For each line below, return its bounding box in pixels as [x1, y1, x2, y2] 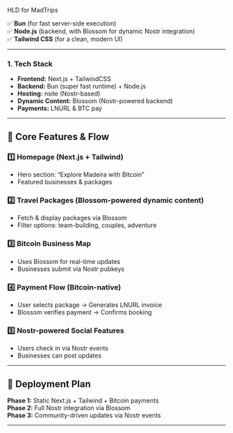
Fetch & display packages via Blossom [17, 214, 127, 222]
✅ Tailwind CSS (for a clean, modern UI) [7, 35, 123, 43]
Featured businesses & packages [17, 177, 112, 186]
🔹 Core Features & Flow [7, 131, 110, 143]
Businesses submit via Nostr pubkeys [17, 265, 125, 273]
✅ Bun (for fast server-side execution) [7, 19, 116, 27]
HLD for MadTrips [7, 6, 58, 14]
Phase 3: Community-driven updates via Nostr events [7, 411, 162, 419]
